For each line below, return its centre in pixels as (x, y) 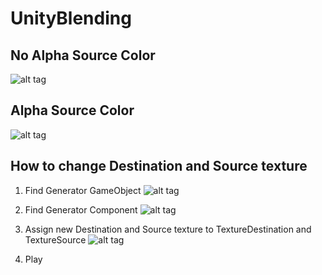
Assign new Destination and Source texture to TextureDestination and (168, 229)
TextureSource (55, 239)
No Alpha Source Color (83, 55)
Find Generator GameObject (83, 190)
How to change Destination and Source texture (159, 166)
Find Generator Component (81, 209)
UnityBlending (71, 18)
